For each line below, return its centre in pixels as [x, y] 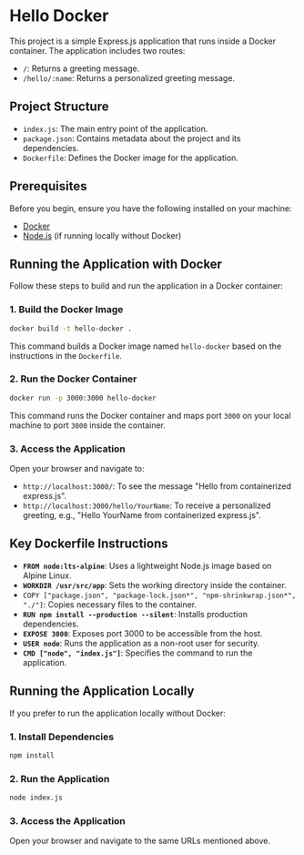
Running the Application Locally [102, 692]
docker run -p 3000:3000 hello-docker [83, 398]
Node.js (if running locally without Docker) [102, 235]
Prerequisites [48, 186]
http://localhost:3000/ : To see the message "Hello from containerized [157, 486]
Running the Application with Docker [116, 264]
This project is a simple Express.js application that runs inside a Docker [143, 41]
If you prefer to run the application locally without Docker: [117, 713]
